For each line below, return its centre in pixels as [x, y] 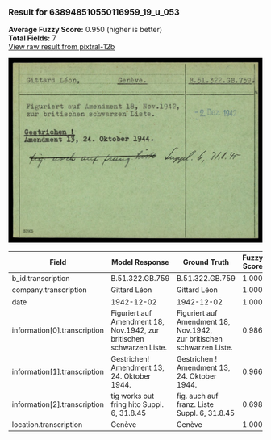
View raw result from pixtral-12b [62, 47]
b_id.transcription [41, 279]
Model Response [140, 262]
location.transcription [47, 424]
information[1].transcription [58, 372]
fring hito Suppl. [137, 404]
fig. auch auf [197, 396]
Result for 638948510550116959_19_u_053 [94, 12]
